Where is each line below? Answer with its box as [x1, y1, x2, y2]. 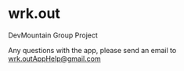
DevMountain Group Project [8, 30, 98, 40]
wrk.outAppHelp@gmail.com [8, 54, 101, 63]
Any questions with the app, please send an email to [8, 45, 177, 55]
